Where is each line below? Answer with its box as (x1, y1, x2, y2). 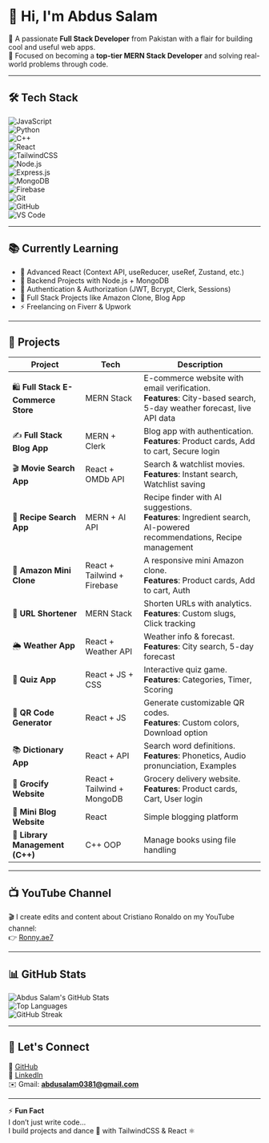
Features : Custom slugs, (143, 608, 236, 620)
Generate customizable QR (143, 697, 245, 709)
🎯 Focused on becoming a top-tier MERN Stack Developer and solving (8, 50, 243, 60)
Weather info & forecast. (143, 631, 235, 642)
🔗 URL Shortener (12, 608, 78, 620)
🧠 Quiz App (12, 674, 57, 685)
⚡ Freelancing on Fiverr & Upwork (19, 301, 131, 311)
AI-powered (143, 522, 191, 533)
